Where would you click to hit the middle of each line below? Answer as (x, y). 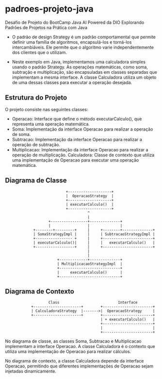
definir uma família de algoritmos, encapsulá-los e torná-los (72, 42)
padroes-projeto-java (49, 9)
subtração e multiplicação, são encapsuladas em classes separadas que (85, 72)
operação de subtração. (36, 145)
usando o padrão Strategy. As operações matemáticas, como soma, (80, 67)
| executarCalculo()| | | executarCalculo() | (94, 243)
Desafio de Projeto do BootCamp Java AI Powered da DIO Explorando (75, 22)
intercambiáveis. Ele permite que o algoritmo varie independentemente (83, 47)
